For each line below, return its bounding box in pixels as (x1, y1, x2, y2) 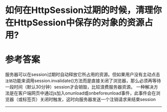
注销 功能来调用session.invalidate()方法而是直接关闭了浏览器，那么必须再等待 (5, 78, 162, 84)
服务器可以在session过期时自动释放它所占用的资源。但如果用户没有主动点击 (5, 72, 161, 78)
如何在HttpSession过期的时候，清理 (5, 4, 153, 16)
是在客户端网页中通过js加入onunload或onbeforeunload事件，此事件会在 (9, 90, 157, 96)
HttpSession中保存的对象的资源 (14, 17, 145, 28)
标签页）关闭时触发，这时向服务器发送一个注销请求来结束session (22, 97, 156, 103)
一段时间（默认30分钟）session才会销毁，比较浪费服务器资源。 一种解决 (5, 84, 154, 90)
